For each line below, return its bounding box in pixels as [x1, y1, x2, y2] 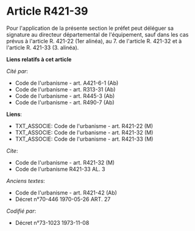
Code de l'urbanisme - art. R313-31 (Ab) [15, 85, 116, 93]
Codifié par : [6, 207, 37, 215]
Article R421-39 [6, 4, 88, 18]
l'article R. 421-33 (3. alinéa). [6, 44, 79, 51]
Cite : [6, 147, 18, 154]
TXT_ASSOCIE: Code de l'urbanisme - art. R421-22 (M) [15, 122, 154, 129]
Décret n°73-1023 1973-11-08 [15, 219, 90, 226]
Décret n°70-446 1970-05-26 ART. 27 [15, 195, 111, 202]
